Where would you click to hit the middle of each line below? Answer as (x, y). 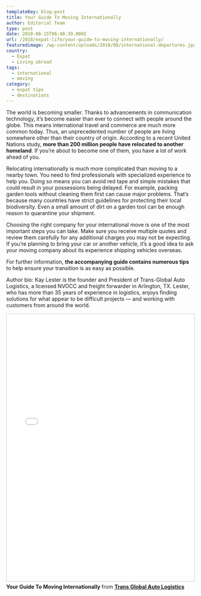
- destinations (30, 95)
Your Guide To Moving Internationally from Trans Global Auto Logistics (95, 586)
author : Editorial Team (36, 23)
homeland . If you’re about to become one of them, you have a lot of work (96, 150)
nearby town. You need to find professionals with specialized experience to (99, 175)
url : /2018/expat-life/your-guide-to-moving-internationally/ (85, 40)
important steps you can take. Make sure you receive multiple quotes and (96, 231)
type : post (20, 28)
